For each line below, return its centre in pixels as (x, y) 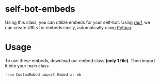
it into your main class (27, 66)
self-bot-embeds (40, 9)
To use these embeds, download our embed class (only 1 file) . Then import (80, 60)
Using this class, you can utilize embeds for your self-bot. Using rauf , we (78, 22)
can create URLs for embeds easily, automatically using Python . (69, 27)
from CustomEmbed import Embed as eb (43, 74)
